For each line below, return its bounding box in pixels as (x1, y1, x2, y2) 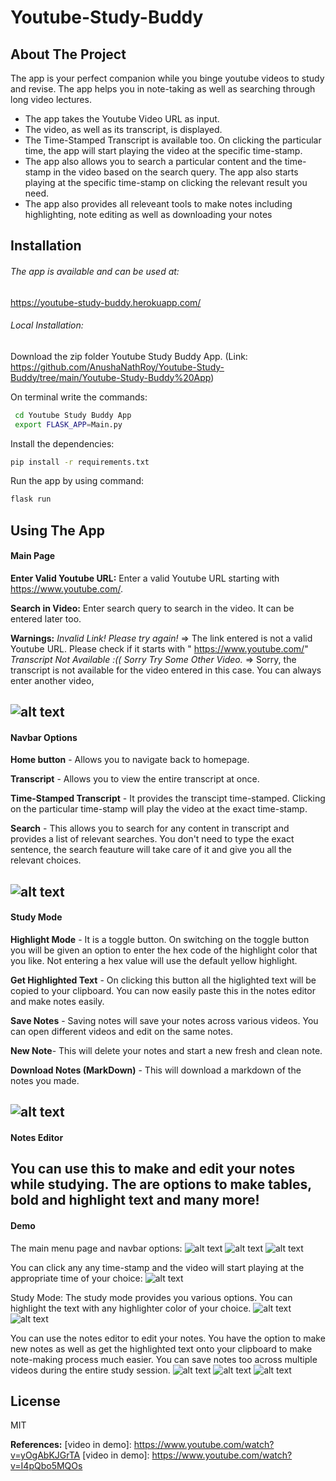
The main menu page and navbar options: (10, 1242, 183, 1254)
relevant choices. (10, 854, 82, 866)
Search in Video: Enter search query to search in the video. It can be (10, 602, 295, 614)
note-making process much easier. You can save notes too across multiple (10, 1353, 318, 1365)
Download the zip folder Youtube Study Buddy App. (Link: (10, 350, 248, 362)
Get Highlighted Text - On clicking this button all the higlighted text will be (10, 974, 317, 986)
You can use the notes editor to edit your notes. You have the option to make (10, 1332, 326, 1344)
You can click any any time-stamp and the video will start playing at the (10, 1261, 305, 1273)
